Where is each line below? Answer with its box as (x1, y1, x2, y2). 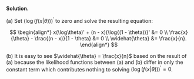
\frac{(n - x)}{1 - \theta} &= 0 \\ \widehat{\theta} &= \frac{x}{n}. (34, 35, 187, 42)
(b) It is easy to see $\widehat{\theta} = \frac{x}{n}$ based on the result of (6, 52, 187, 59)
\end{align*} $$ (79, 41, 118, 48)
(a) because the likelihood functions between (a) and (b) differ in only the (6, 59, 183, 66)
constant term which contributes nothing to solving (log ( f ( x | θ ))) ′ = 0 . (6, 64, 173, 73)
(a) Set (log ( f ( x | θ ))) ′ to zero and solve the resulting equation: (6, 16, 153, 24)
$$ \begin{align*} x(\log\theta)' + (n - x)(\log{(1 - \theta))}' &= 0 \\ (9, 29, 168, 36)
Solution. (6, 5, 29, 12)
